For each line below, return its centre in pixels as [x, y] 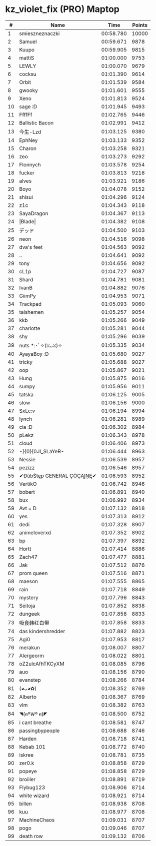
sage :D [28, 106]
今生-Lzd [30, 132]
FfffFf [26, 114]
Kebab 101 [32, 747]
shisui [26, 197]
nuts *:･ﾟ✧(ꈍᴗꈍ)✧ [41, 345]
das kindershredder [42, 631]
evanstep [30, 680]
